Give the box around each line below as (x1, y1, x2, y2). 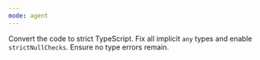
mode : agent (8, 11, 48, 20)
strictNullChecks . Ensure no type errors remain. (8, 42, 169, 52)
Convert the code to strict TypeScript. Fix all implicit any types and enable (8, 34, 253, 43)
